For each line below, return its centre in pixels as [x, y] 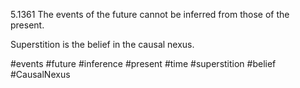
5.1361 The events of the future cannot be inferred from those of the [150, 14]
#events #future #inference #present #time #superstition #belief [143, 63]
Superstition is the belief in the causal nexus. [102, 44]
